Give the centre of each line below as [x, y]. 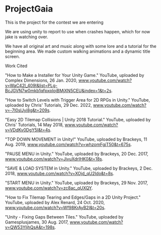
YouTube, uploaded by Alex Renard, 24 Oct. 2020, [55, 202]
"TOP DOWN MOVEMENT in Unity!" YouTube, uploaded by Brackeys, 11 [76, 139]
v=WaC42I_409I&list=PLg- [31, 85]
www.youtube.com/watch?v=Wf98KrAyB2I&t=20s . [55, 207]
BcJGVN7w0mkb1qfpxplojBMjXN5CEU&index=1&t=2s [58, 90]
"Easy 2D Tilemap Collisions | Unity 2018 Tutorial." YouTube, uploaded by [78, 119]
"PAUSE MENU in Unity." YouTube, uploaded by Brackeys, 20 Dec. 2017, [77, 154]
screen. [13, 56]
